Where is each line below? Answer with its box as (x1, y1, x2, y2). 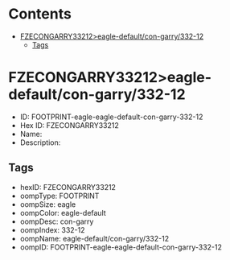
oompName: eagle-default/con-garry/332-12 (19, 233, 170, 243)
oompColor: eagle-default (19, 208, 106, 217)
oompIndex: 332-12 (19, 225, 85, 234)
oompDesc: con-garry (19, 217, 94, 226)
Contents (8, 5, 72, 23)
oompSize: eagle (19, 199, 76, 209)
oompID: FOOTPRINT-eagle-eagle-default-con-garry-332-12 (19, 242, 223, 252)
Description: (19, 138, 61, 147)
